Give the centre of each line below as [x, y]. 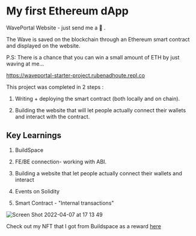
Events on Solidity [37, 191]
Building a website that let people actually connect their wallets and [98, 173]
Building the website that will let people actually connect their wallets [100, 110]
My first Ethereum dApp [68, 11]
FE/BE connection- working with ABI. [61, 162]
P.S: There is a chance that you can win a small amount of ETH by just [93, 57]
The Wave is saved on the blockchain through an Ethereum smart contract [98, 39]
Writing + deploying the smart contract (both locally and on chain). [97, 98]
